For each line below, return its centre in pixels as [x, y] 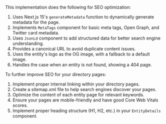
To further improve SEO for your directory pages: [56, 74]
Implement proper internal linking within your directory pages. [76, 84]
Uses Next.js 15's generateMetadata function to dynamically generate [83, 17]
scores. [20, 105]
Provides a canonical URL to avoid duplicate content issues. [74, 49]
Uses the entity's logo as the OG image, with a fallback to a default [81, 54]
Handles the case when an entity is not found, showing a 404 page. [82, 65]
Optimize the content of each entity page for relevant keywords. [78, 95]
